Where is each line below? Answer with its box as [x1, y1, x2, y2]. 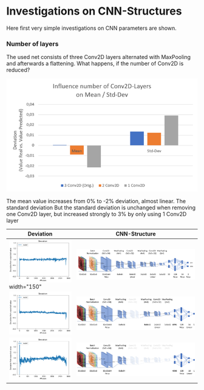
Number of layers [6, 40, 59, 48]
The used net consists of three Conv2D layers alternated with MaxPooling [6, 54, 191, 61]
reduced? [6, 66, 30, 74]
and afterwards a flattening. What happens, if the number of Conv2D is [6, 60, 184, 68]
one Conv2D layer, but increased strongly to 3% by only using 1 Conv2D [6, 210, 187, 217]
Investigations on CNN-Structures [6, 4, 182, 18]
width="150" [8, 283, 42, 290]
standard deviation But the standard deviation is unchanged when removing [6, 204, 196, 211]
